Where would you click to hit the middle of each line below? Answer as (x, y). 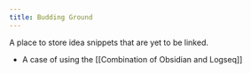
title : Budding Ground (51, 17)
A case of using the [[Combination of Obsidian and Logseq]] (132, 59)
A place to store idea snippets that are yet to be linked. (109, 42)
